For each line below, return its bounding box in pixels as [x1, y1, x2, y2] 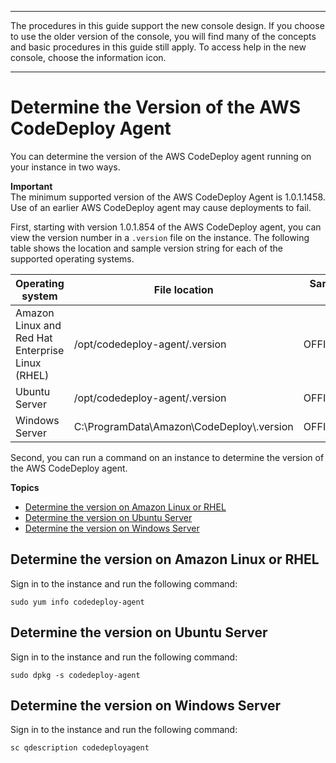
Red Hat [15, 331, 53, 345]
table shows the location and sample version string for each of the [10, 242, 283, 254]
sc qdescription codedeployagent [10, 743, 150, 753]
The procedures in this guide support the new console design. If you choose [10, 20, 325, 31]
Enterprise [15, 343, 65, 357]
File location [153, 282, 214, 296]
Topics [10, 481, 40, 493]
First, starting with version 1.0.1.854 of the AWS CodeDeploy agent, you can [10, 221, 322, 233]
